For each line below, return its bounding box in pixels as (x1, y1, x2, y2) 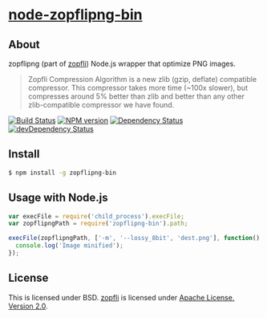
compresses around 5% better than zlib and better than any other (27, 92, 245, 101)
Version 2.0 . (8, 301, 48, 311)
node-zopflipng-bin (8, 6, 143, 24)
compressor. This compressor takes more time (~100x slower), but (27, 83, 249, 92)
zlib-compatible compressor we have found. (27, 100, 175, 109)
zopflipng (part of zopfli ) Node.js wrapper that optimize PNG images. (8, 59, 237, 68)
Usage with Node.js (8, 191, 108, 205)
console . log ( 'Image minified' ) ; (15, 242, 124, 250)
